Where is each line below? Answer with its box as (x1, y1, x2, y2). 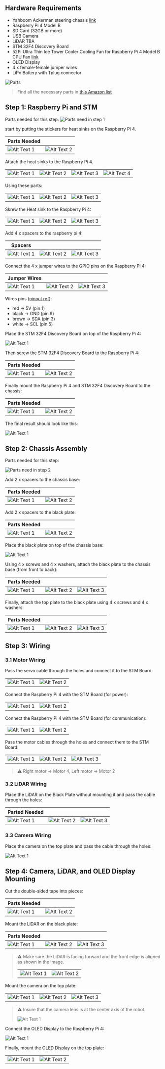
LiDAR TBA (12, 38, 35, 44)
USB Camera (12, 33, 38, 39)
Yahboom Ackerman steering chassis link (12, 17, 97, 23)
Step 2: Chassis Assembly (5, 445, 88, 453)
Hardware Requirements (5, 4, 82, 12)
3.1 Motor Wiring (5, 656, 45, 663)
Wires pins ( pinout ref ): (5, 295, 52, 301)
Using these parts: (5, 183, 43, 188)
